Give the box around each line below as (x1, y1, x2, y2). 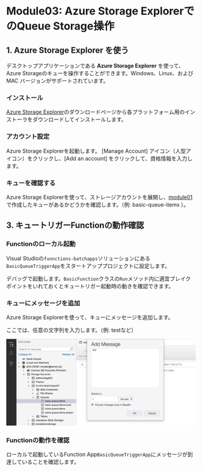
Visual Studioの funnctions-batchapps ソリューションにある (6, 255, 151, 262)
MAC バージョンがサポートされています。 (6, 77, 109, 84)
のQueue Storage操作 (6, 19, 115, 33)
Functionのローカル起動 (6, 240, 76, 248)
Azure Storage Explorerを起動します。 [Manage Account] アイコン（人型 (6, 147, 186, 154)
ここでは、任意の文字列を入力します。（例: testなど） (6, 326, 137, 333)
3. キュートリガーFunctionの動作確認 (6, 220, 144, 231)
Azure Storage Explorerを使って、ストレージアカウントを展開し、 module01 (6, 193, 193, 201)
